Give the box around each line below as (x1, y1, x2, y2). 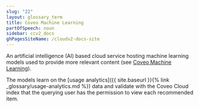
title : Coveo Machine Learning (6, 20, 84, 25)
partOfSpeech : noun (6, 25, 55, 31)
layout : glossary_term (6, 14, 63, 20)
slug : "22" (6, 8, 33, 15)
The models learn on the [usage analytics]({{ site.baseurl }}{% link (6, 76, 170, 83)
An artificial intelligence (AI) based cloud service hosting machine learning (6, 53, 189, 59)
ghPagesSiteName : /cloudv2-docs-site (6, 36, 100, 42)
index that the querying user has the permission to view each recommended (6, 89, 194, 96)
